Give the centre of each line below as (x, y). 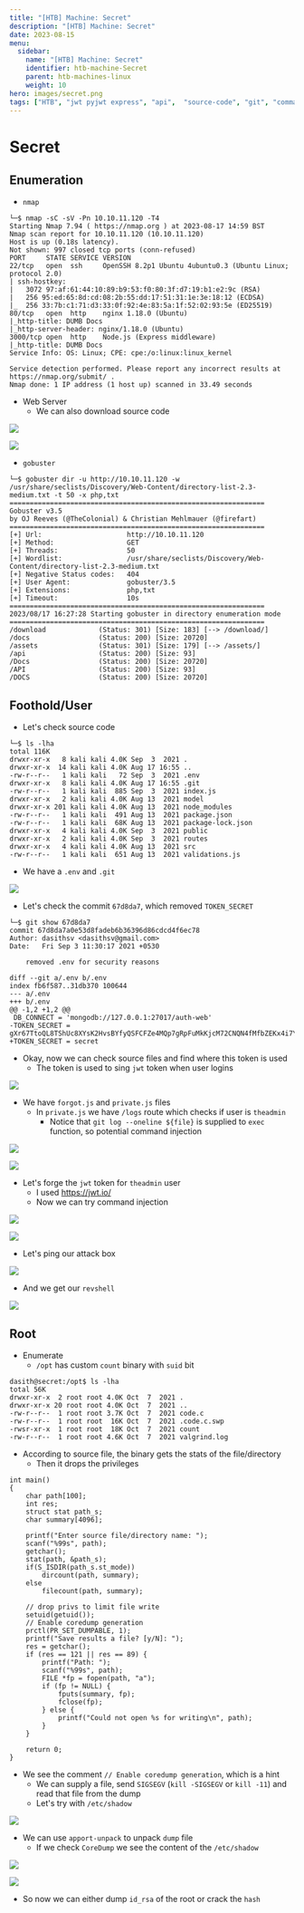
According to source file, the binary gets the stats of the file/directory (152, 1454)
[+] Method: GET (75, 543)
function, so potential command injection (125, 1131)
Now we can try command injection (102, 1202)
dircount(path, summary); (91, 1575)
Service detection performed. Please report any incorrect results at (145, 369)
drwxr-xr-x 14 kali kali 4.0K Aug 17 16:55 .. (101, 768)
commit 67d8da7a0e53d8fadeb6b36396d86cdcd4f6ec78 (105, 931)
